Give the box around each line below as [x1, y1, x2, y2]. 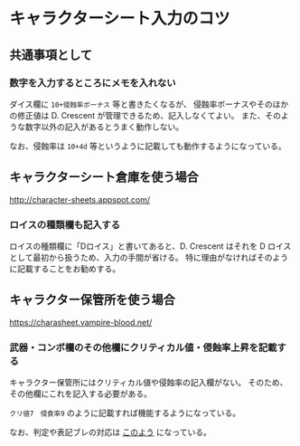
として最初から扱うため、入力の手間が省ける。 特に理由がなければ [9, 251, 258, 262]
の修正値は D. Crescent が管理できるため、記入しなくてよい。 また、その [9, 109, 282, 120]
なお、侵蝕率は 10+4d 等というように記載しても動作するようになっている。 [9, 140, 286, 151]
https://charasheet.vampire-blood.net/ [9, 317, 153, 327]
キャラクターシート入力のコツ [9, 8, 230, 29]
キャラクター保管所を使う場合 [9, 292, 176, 308]
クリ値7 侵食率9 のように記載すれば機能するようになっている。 [9, 408, 241, 419]
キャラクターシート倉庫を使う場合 [9, 169, 199, 185]
